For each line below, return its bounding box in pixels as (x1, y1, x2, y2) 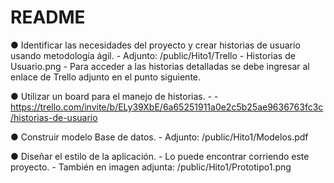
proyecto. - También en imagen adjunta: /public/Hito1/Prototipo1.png (10, 161, 292, 173)
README (10, 6, 86, 29)
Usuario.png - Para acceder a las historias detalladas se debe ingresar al (10, 60, 310, 72)
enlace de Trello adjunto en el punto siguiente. (10, 71, 202, 83)
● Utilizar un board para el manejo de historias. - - (10, 90, 219, 102)
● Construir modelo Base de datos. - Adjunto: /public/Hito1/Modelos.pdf (10, 131, 309, 143)
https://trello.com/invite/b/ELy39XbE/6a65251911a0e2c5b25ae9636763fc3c (10, 101, 324, 113)
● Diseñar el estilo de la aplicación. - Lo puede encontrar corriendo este (10, 150, 310, 162)
